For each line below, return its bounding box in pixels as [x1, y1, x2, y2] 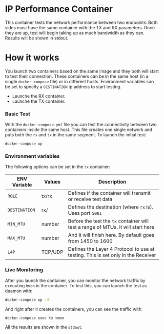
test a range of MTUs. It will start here [68, 224, 155, 231]
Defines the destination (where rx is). [68, 204, 154, 210]
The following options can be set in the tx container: [5, 164, 111, 170]
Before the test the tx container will [68, 218, 149, 224]
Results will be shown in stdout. [5, 35, 69, 41]
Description [98, 179, 126, 186]
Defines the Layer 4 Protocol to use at [68, 246, 155, 253]
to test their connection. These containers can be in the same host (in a [5, 73, 149, 79]
